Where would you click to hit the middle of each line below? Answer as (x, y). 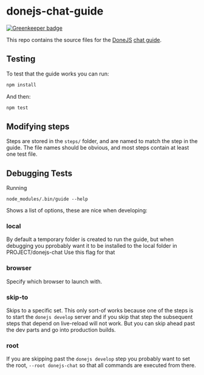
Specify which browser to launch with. (54, 281)
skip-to (17, 297)
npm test (17, 108)
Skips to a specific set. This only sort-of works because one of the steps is (100, 310)
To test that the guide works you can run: (58, 74)
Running (17, 188)
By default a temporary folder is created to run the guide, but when (90, 239)
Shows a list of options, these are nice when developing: (77, 211)
